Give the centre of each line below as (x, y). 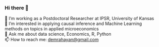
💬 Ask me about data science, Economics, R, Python (58, 34)
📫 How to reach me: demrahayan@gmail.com (52, 40)
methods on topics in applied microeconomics (52, 29)
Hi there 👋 (17, 8)
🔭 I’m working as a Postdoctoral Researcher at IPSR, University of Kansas (79, 19)
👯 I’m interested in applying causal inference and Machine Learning (73, 23)
